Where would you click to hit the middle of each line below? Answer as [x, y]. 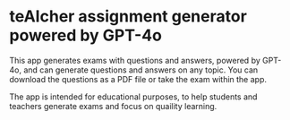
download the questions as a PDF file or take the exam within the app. [138, 79]
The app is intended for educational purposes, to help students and [133, 97]
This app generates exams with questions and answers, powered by [135, 60]
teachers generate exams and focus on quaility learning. [113, 106]
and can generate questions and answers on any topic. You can [141, 70]
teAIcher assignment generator [128, 17]
